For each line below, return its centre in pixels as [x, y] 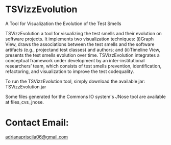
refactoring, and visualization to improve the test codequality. [70, 71]
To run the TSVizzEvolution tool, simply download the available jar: [75, 81]
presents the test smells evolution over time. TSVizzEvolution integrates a [82, 55]
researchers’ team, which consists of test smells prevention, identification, [83, 66]
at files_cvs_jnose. [25, 102]
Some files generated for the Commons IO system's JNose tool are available [86, 96]
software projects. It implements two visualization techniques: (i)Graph [80, 39]
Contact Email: [37, 123]
